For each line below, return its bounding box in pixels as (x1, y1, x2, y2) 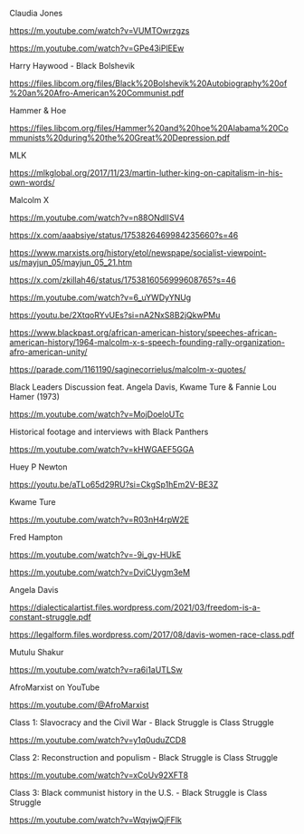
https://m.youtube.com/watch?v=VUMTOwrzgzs (9, 25, 190, 35)
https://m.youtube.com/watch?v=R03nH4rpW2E (9, 514, 190, 525)
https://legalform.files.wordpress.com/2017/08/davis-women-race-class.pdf (9, 629, 295, 640)
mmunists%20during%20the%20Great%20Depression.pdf (9, 132, 231, 143)
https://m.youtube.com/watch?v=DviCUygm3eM (9, 567, 191, 577)
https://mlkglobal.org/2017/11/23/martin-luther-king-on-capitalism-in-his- (9, 168, 283, 178)
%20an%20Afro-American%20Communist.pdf (9, 88, 185, 98)
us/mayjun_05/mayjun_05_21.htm (9, 257, 133, 267)
